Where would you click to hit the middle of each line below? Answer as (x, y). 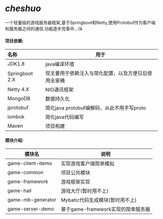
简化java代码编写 (65, 117)
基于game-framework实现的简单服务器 (106, 209)
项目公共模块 (76, 173)
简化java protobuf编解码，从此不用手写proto (96, 108)
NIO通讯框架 (59, 90)
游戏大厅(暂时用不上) (85, 191)
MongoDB (19, 99)
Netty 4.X (18, 90)
